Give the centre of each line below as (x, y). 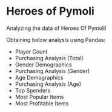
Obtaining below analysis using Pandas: (56, 40)
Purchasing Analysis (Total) (49, 58)
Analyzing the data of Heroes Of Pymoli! (56, 28)
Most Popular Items (39, 97)
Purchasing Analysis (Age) (48, 84)
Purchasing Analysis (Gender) (52, 71)
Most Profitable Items (42, 103)
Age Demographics (39, 77)
